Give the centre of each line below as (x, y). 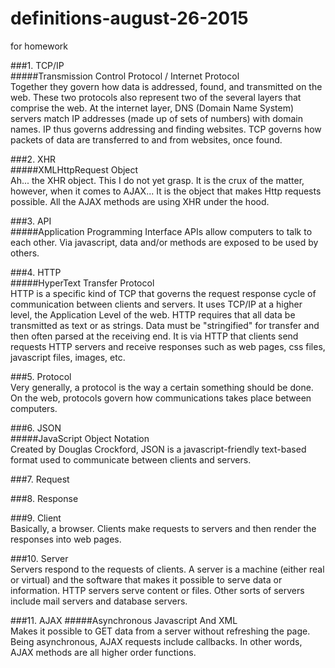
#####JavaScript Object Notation (80, 438)
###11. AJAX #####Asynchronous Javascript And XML (124, 620)
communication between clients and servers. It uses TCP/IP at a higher (156, 304)
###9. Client (36, 518)
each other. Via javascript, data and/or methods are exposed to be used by (164, 242)
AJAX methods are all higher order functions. (103, 652)
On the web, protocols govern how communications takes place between (161, 398)
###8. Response (44, 498)
